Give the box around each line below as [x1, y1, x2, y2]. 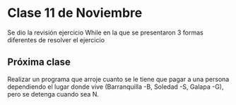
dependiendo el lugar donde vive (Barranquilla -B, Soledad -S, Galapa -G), [7, 82, 224, 91]
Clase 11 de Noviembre [7, 5, 143, 21]
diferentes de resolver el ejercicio [7, 35, 105, 44]
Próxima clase [7, 56, 71, 68]
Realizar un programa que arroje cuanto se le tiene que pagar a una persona [7, 75, 230, 83]
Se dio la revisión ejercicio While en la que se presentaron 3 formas [7, 28, 203, 37]
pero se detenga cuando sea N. [7, 89, 99, 98]
